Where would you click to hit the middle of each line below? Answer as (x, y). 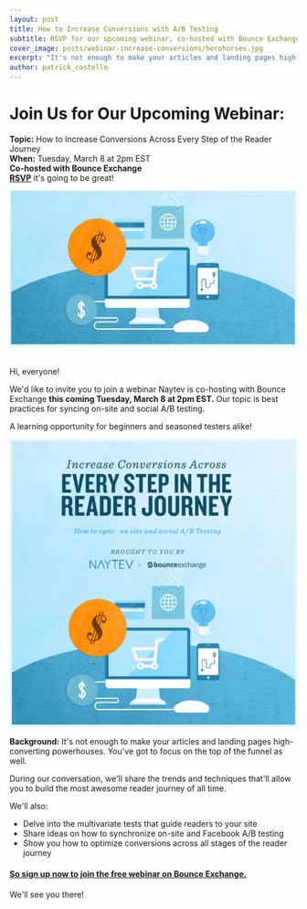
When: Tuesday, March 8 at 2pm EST (80, 158)
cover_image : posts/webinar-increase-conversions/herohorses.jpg (136, 48)
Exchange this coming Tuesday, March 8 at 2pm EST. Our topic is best (144, 399)
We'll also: (29, 806)
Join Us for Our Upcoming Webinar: (147, 114)
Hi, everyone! (35, 372)
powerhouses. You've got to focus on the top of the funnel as (167, 751)
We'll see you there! (47, 894)
